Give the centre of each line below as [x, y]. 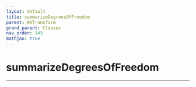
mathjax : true [23, 39]
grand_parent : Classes [34, 28]
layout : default [26, 11]
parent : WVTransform [31, 22]
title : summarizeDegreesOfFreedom [48, 17]
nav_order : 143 [24, 33]
